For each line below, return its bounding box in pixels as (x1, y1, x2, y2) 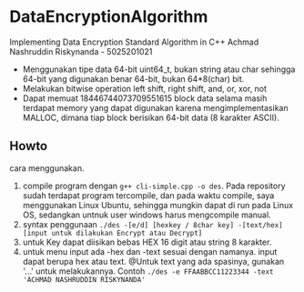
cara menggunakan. (9, 162, 85, 174)
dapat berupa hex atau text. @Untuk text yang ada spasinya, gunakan (22, 256, 285, 267)
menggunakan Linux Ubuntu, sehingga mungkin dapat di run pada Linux (22, 199, 294, 210)
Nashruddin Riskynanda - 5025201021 (9, 45, 153, 56)
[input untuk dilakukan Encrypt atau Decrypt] (22, 228, 203, 237)
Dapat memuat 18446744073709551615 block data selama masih (22, 93, 268, 104)
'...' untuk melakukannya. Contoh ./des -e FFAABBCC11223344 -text (22, 266, 274, 277)
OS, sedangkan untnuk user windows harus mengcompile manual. (22, 209, 271, 220)
